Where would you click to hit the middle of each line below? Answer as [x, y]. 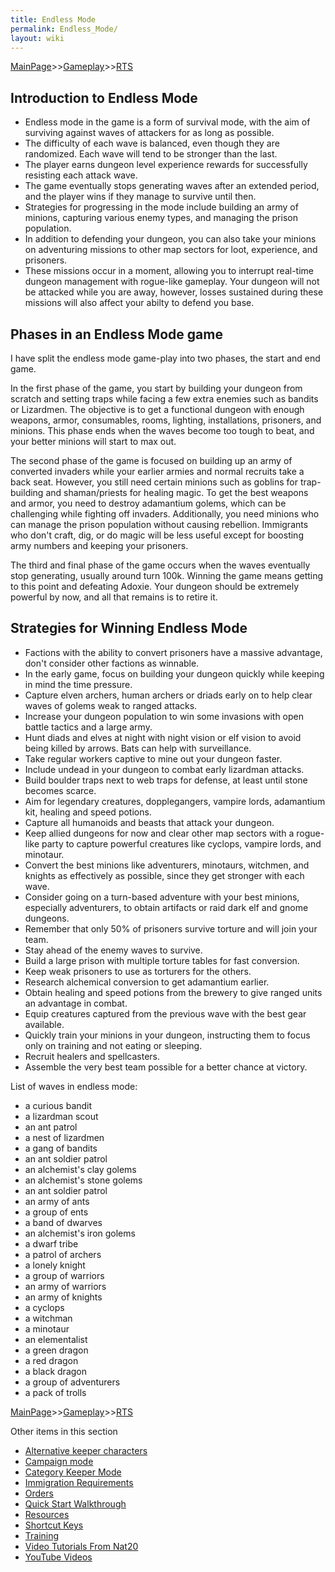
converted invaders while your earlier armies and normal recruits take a [157, 471]
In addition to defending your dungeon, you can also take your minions [170, 239]
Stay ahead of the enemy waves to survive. [113, 950]
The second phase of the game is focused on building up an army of [151, 460]
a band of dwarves [63, 1222]
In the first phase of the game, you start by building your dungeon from [156, 388]
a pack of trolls [55, 1392]
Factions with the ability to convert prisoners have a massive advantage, [173, 652]
